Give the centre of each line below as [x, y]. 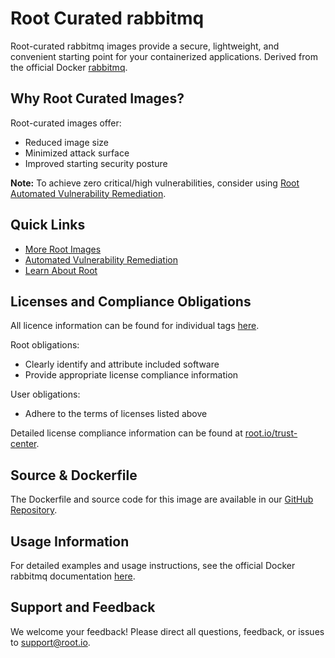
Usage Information [70, 541]
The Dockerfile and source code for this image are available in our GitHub [162, 499]
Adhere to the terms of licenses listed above [116, 414]
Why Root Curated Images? [97, 98]
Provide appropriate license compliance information [131, 375]
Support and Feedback [83, 607]
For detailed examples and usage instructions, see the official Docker [153, 565]
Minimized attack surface [77, 153]
